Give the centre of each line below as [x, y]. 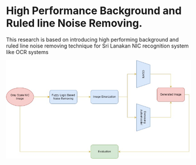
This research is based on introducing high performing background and [92, 39]
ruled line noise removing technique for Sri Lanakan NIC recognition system [97, 46]
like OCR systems [27, 52]
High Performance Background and [94, 11]
